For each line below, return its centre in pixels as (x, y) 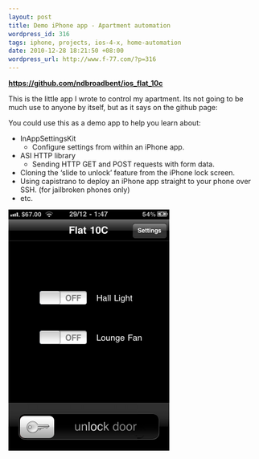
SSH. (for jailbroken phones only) (75, 190)
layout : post (30, 17)
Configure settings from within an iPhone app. (108, 147)
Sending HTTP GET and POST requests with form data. (123, 164)
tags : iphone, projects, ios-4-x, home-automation (95, 43)
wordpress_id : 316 (39, 34)
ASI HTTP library (48, 156)
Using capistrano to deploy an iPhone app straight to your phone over (136, 181)
